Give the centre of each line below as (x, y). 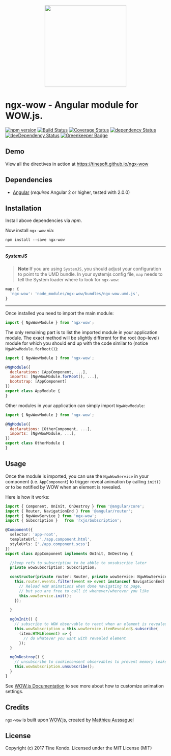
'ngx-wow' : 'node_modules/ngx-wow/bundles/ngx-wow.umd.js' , (75, 294)
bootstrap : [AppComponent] (38, 382)
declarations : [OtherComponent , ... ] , (51, 429)
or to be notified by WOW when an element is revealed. (63, 487)
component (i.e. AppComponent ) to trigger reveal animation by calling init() (83, 481)
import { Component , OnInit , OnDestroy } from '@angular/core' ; (75, 506)
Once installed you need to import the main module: (60, 313)
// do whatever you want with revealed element (75, 638)
